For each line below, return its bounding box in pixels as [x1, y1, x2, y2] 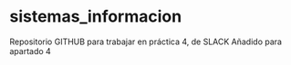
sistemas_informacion [9, 6, 182, 27]
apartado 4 [9, 45, 52, 56]
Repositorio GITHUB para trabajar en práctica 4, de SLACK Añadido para [9, 36, 283, 47]
